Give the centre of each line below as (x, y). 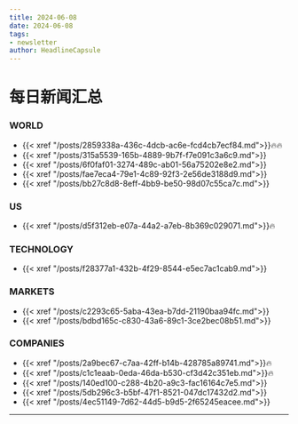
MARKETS (32, 292)
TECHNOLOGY (41, 249)
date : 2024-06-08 (41, 26)
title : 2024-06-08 (43, 17)
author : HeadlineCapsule (55, 51)
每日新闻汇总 (56, 97)
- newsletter (33, 42)
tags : (19, 34)
